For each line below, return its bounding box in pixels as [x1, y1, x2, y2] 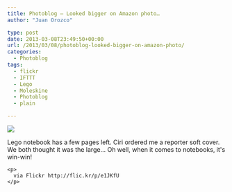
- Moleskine [13, 87, 49, 94]
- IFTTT [13, 74, 36, 81]
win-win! [7, 153, 33, 161]
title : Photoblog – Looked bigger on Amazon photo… [7, 10, 160, 17]
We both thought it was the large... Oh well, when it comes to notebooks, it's [7, 146, 226, 153]
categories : [7, 49, 42, 55]
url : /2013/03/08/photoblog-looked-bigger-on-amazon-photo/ [7, 42, 185, 49]
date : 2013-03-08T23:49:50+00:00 [7, 35, 104, 42]
